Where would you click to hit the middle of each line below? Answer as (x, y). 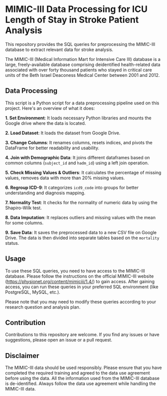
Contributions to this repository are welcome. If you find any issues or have (82, 335)
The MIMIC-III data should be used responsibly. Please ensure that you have (83, 368)
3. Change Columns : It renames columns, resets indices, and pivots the (79, 142)
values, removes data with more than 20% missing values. (65, 178)
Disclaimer (22, 356)
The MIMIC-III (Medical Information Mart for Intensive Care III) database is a (83, 59)
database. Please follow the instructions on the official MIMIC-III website (80, 276)
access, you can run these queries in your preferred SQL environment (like (82, 287)
